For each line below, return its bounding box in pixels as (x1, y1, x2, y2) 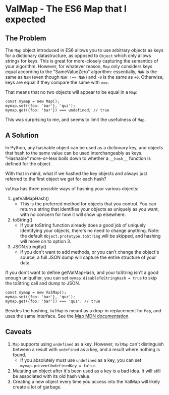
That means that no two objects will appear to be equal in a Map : (5, 89, 138, 95)
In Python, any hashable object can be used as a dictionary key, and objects (5, 144, 163, 150)
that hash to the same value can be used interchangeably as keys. (5, 150, 143, 156)
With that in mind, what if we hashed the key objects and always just (5, 170, 147, 177)
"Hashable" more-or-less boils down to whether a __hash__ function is (5, 155, 151, 161)
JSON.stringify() (12, 243, 47, 250)
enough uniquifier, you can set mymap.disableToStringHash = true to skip (5, 274, 157, 280)
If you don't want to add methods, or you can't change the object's (20, 249, 159, 255)
